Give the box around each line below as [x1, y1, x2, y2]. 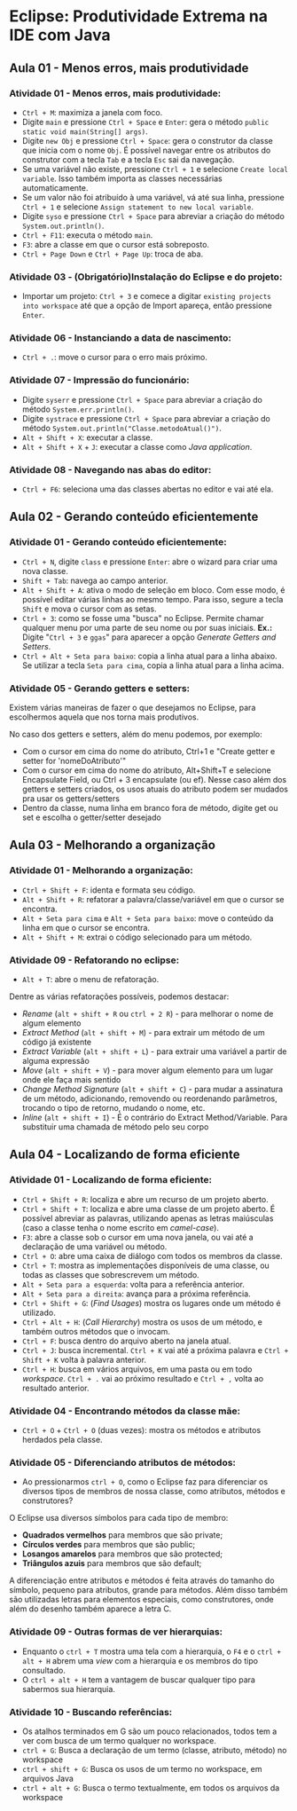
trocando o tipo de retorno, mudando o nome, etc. [21, 1103, 206, 1114]
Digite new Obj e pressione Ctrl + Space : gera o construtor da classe [21, 135, 273, 146]
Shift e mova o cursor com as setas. [21, 603, 157, 614]
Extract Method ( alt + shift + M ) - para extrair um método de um [21, 1028, 265, 1038]
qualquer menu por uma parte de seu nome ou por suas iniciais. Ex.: [21, 622, 273, 633]
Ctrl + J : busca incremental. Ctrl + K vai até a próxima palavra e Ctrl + [21, 1344, 289, 1355]
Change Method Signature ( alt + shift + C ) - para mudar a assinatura [21, 1084, 284, 1095]
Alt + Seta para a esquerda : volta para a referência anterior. [21, 1279, 246, 1289]
